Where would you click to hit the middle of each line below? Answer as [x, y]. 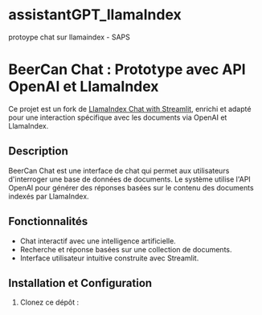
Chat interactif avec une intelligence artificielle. [98, 241]
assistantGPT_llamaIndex [95, 15]
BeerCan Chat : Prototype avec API [127, 70]
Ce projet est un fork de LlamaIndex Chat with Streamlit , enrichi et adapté [130, 108]
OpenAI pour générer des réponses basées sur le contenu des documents [131, 187]
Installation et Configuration [80, 283]
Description [38, 151]
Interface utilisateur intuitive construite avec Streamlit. [109, 258]
